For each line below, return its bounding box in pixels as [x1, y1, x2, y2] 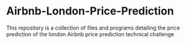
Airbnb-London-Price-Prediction [6, 4, 175, 18]
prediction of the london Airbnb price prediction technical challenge [6, 30, 175, 37]
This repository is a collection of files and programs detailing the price [6, 24, 181, 31]
